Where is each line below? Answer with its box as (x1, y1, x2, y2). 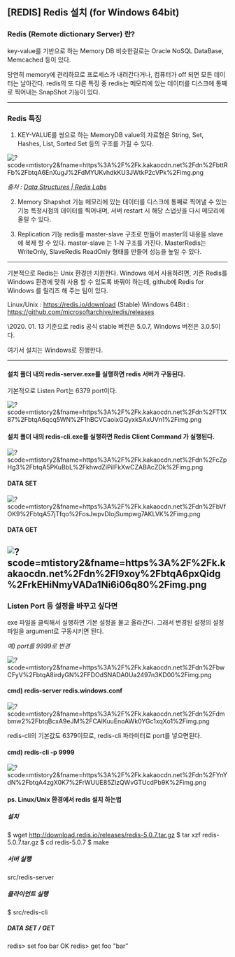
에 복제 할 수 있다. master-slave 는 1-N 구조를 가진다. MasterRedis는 (17, 239, 206, 247)
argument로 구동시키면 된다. (25, 627, 104, 635)
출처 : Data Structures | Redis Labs (7, 183, 107, 191)
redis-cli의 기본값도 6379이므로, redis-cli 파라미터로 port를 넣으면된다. (7, 732, 202, 740)
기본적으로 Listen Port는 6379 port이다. (7, 387, 117, 395)
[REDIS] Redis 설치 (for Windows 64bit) (7, 6, 180, 19)
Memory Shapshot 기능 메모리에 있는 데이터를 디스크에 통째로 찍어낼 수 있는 (17, 197, 227, 206)
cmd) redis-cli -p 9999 (7, 748, 75, 756)
